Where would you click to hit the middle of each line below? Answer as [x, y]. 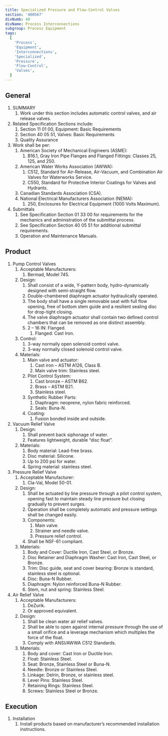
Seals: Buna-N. [50, 408]
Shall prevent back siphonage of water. [68, 435]
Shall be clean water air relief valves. [65, 621]
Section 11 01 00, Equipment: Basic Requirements [70, 129]
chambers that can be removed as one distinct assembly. [87, 323]
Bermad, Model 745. [48, 274]
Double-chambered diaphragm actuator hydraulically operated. [93, 296]
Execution [21, 706]
